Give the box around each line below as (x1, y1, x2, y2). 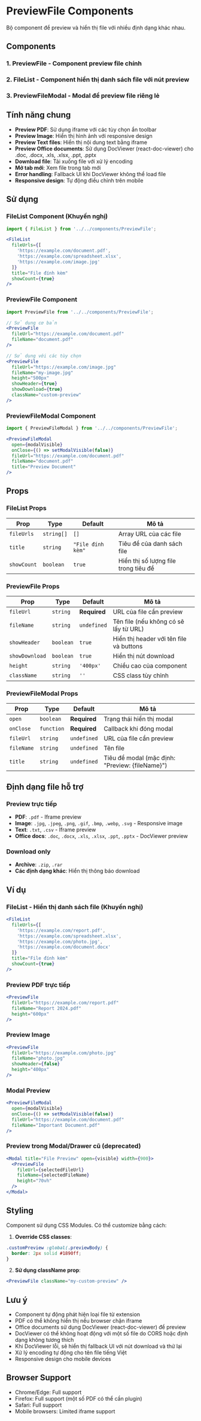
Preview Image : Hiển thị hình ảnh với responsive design (14, 132, 153, 139)
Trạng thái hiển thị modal (103, 715, 173, 723)
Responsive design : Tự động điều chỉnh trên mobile (14, 177, 144, 184)
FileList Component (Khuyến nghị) (6, 212, 108, 221)
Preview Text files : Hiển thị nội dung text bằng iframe (14, 138, 148, 146)
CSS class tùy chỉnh (112, 671, 169, 680)
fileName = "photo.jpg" (11, 1055, 66, 1061)
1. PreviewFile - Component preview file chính (6, 59, 142, 68)
